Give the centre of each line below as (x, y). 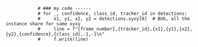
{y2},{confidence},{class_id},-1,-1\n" (55, 34)
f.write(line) (71, 39)
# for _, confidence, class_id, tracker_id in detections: (112, 14)
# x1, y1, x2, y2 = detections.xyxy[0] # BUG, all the (114, 19)
